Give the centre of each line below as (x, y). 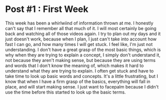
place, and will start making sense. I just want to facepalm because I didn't (82, 86)
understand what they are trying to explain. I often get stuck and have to (79, 70)
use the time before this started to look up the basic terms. (65, 92)
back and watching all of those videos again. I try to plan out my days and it (83, 33)
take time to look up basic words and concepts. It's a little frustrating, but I (82, 76)
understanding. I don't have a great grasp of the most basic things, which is (83, 49)
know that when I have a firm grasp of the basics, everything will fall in (78, 81)
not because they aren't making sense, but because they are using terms (80, 60)
